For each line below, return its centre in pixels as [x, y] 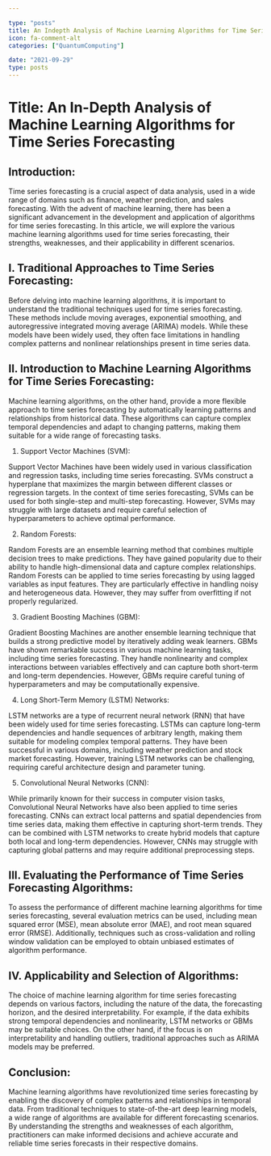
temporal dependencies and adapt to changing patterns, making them [125, 426]
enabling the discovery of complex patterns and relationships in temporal [130, 1100]
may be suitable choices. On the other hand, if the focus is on [110, 1030]
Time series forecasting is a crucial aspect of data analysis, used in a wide [132, 191]
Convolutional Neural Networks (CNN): [84, 782]
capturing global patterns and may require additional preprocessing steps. [132, 849]
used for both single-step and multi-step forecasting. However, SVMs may [132, 501]
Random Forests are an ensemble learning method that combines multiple [131, 549]
